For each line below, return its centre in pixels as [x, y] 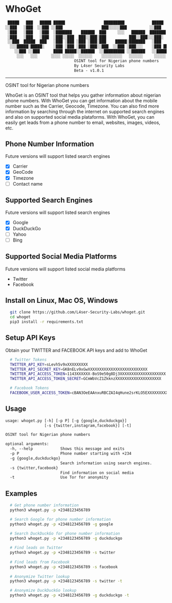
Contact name [28, 184]
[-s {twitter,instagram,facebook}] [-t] [88, 425]
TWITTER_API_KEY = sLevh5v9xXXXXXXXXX [49, 364]
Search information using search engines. [106, 463]
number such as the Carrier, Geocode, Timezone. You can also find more [82, 106]
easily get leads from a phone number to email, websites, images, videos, [83, 122]
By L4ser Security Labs [99, 66]
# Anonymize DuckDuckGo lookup [43, 591]
